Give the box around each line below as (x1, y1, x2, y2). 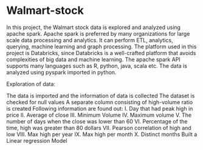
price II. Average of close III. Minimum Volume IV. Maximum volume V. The (6, 111, 192, 119)
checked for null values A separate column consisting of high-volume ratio (6, 98, 193, 106)
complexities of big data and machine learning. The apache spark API (6, 56, 181, 63)
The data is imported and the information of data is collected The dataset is (6, 92, 195, 99)
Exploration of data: (6, 80, 56, 88)
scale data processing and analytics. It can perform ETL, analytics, (6, 36, 173, 44)
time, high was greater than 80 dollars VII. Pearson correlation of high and (6, 124, 191, 131)
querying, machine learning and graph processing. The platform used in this (6, 43, 197, 50)
